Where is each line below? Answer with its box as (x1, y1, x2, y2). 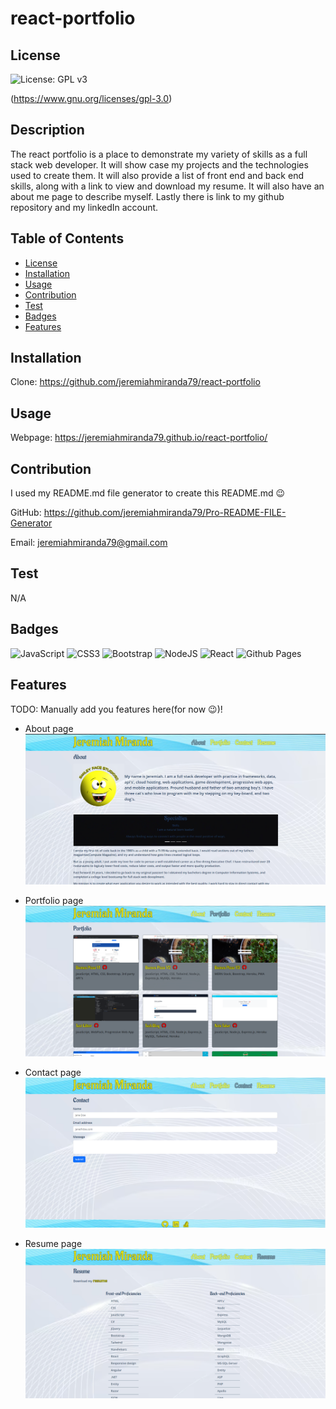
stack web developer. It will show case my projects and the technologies (10, 158, 309, 171)
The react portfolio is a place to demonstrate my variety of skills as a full (10, 148, 308, 160)
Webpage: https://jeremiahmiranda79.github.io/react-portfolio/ (10, 432, 268, 444)
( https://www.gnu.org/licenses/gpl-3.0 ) (10, 93, 173, 104)
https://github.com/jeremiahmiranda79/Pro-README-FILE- (43, 507, 287, 519)
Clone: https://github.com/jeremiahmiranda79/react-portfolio (10, 376, 261, 388)
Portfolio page (24, 895, 84, 906)
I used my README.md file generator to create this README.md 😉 (10, 487, 286, 499)
